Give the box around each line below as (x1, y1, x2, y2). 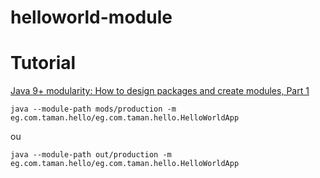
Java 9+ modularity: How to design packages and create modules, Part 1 (10, 85, 310, 97)
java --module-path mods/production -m (10, 104, 177, 115)
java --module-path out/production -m (10, 150, 172, 160)
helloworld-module (10, 6, 173, 29)
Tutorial (10, 52, 77, 75)
